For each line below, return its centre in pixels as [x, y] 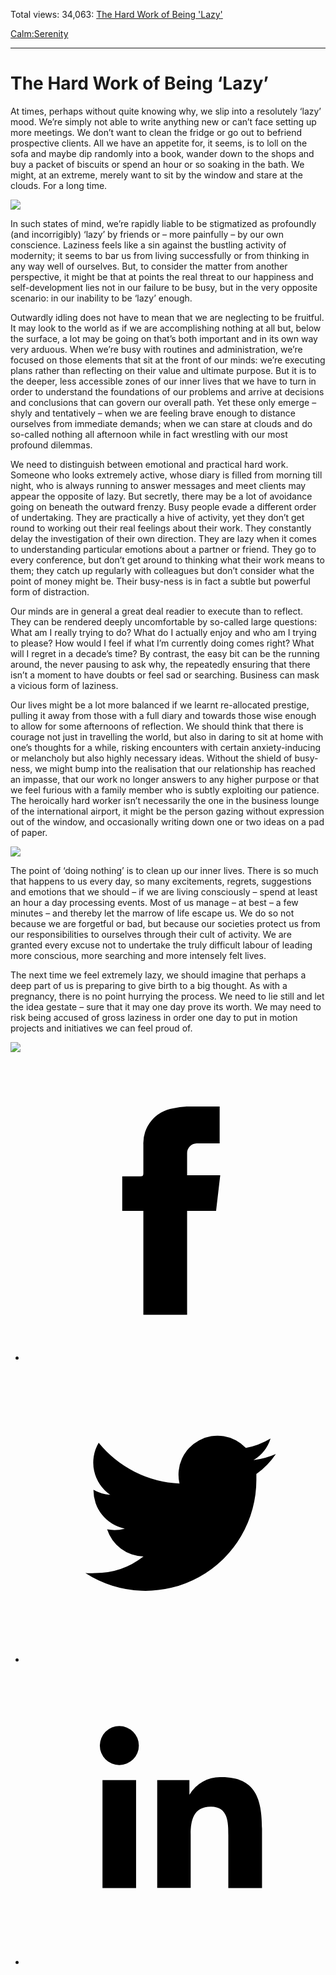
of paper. [29, 832]
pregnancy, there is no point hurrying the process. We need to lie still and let [167, 996]
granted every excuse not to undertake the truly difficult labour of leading [161, 945]
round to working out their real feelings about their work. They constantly [161, 528]
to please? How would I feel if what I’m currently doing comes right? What [162, 643]
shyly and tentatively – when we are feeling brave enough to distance [153, 413]
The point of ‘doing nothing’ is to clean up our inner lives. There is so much [164, 870]
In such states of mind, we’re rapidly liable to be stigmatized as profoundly [163, 223]
